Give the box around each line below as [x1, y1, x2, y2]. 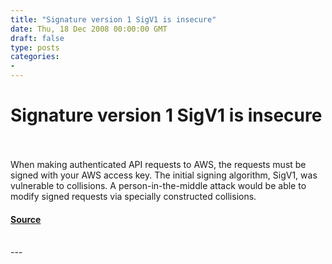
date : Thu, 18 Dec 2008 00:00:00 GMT [10, 24, 168, 34]
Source [10, 213, 42, 225]
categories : [10, 52, 60, 62]
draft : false [10, 33, 65, 43]
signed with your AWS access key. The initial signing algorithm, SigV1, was [10, 169, 318, 181]
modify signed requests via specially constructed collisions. [10, 190, 257, 202]
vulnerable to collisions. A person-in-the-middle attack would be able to [10, 179, 307, 191]
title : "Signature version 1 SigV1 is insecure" [10, 14, 217, 25]
